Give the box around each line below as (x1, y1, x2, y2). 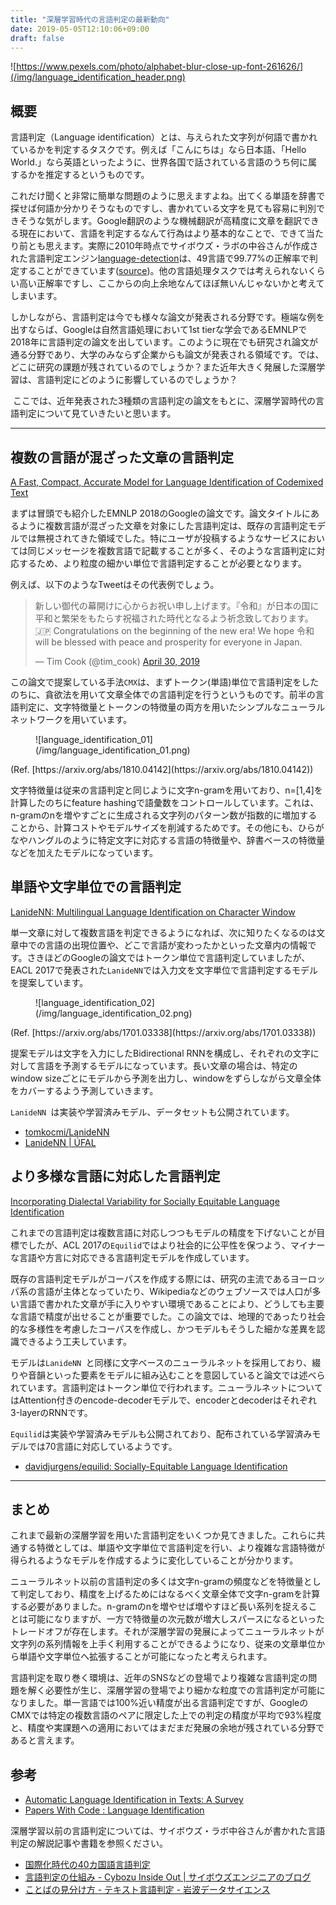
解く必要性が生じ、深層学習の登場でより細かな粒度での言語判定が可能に (27, 1684, 326, 1696)
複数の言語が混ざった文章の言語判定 (10, 449, 234, 466)
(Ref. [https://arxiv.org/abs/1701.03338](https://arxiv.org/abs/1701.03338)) (10, 1026, 317, 1038)
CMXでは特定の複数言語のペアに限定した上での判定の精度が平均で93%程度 (10, 1709, 322, 1721)
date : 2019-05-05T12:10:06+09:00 (10, 24, 150, 34)
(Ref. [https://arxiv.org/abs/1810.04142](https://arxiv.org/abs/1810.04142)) (10, 764, 314, 775)
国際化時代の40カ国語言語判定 (24, 1859, 151, 1871)
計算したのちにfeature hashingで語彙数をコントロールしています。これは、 (10, 797, 320, 808)
